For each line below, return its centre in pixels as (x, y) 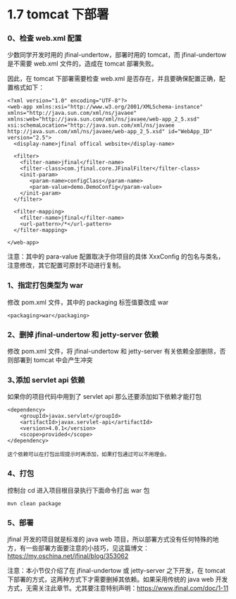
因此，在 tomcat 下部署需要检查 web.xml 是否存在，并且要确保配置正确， (113, 79)
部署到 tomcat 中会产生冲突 (53, 360)
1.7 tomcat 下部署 (58, 14)
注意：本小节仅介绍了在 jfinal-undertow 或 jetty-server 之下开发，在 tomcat (116, 570)
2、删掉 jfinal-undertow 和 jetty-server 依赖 (83, 334)
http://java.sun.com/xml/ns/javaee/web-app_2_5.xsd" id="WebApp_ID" (110, 132)
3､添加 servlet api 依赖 (46, 380)
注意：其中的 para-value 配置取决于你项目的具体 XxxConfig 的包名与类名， (116, 257)
